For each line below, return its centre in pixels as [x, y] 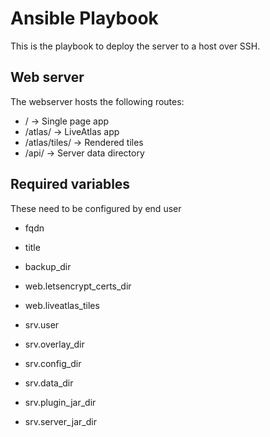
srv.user [42, 324]
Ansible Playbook [84, 18]
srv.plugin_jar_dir [60, 402]
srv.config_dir [53, 363]
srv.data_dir [49, 383]
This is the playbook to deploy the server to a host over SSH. [135, 46]
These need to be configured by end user [96, 208]
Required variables [70, 184]
